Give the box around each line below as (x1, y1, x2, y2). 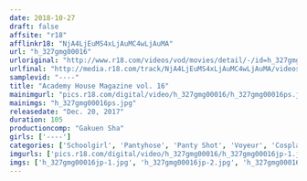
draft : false (9, 22, 59, 31)
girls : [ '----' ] (9, 133, 71, 142)
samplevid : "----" (9, 73, 79, 82)
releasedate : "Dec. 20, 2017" (9, 107, 125, 116)
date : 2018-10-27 (9, 13, 76, 23)
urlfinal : (9, 65, 48, 74)
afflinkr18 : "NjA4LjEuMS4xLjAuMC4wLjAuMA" (9, 38, 174, 48)
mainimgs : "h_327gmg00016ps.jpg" (9, 98, 137, 108)
